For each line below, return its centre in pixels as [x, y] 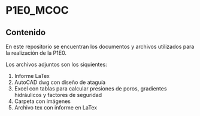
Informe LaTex [32, 76]
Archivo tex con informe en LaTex [55, 107]
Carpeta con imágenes [43, 101]
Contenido [26, 32]
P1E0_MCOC [37, 10]
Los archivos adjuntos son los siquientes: [56, 64]
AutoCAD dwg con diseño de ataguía [60, 82]
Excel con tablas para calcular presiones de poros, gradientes [90, 89]
